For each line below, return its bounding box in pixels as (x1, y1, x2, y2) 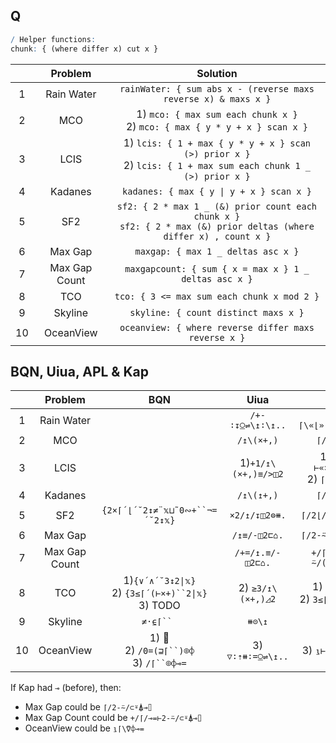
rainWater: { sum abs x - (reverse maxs (119, 83, 315, 94)
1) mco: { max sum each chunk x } (136, 107, 298, 121)
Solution (196, 66, 238, 80)
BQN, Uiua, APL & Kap (10, 363, 149, 380)
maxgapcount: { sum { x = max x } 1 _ (124, 263, 310, 274)
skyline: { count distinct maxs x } (129, 307, 305, 318)
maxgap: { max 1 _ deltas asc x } (134, 245, 300, 257)
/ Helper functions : (10, 34, 97, 44)
